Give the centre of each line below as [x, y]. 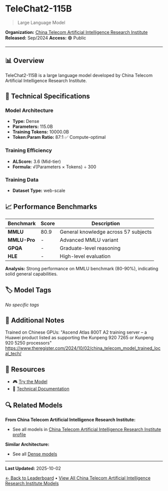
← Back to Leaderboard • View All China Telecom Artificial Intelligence [78, 478]
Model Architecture [29, 110]
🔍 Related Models [34, 405]
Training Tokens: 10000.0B [40, 132]
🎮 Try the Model [30, 382]
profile [19, 435]
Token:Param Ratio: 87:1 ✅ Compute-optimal [59, 137]
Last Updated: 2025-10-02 [33, 469]
